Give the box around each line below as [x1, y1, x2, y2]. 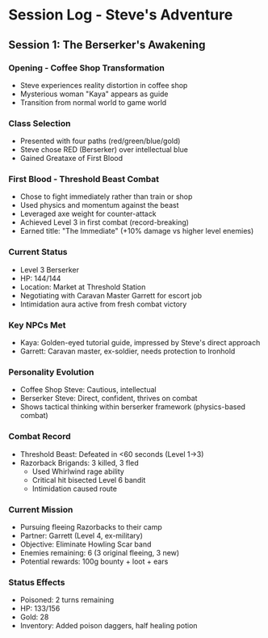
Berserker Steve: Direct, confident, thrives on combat [19, 394, 198, 404]
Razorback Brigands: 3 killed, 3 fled [19, 458, 139, 467]
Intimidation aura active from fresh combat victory [19, 299, 187, 309]
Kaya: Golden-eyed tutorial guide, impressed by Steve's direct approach [19, 338, 261, 348]
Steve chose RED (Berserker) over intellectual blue [19, 145, 188, 154]
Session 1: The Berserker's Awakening [8, 38, 206, 52]
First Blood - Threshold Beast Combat [8, 174, 160, 185]
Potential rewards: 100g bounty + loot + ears [19, 556, 169, 566]
